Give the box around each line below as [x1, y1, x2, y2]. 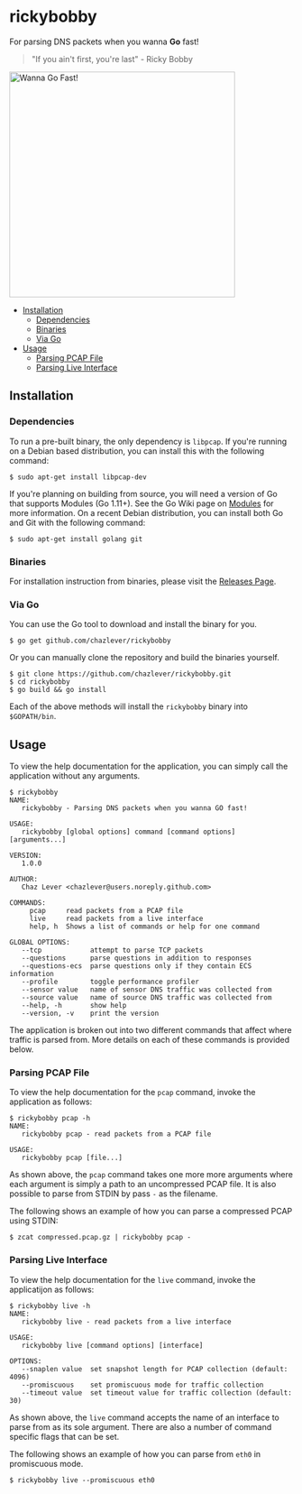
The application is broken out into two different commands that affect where [9, 1025, 292, 1036]
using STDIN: [9, 1215, 59, 1226]
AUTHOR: [9, 875, 39, 884]
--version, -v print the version [21, 1009, 160, 1019]
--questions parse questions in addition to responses [21, 954, 252, 963]
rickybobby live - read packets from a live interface [21, 1317, 232, 1326]
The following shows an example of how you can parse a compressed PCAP [9, 1206, 293, 1217]
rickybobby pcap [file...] [21, 1153, 124, 1163]
